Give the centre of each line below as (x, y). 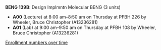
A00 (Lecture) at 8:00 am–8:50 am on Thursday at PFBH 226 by (79, 17)
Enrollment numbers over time (37, 42)
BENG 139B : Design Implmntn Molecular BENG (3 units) (63, 7)
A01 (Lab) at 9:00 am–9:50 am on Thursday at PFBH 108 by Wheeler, (84, 27)
